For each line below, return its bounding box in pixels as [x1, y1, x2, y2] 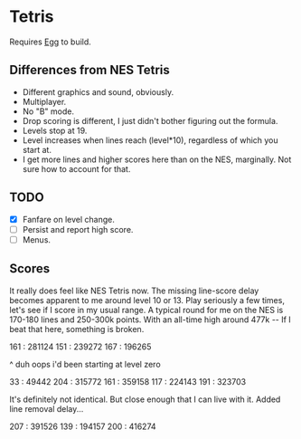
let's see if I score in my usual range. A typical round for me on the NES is [9, 304, 284, 315]
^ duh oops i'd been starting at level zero [9, 358, 161, 369]
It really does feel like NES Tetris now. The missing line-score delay [9, 285, 259, 296]
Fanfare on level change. [22, 214, 115, 224]
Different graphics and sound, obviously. [22, 86, 174, 97]
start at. [22, 144, 52, 155]
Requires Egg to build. [9, 36, 92, 47]
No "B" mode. [22, 106, 75, 117]
